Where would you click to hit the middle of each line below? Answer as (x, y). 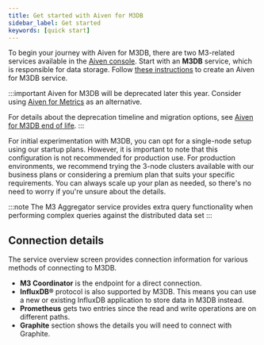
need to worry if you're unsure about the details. (87, 192)
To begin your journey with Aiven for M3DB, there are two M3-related (122, 53)
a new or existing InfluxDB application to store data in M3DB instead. (132, 300)
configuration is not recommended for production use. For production (122, 158)
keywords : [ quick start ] (49, 30)
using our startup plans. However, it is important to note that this (113, 149)
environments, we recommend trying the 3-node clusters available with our (131, 167)
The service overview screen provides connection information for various (128, 259)
